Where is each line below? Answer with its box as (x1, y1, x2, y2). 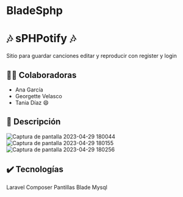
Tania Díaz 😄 (15, 99, 49, 106)
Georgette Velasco (15, 92, 62, 99)
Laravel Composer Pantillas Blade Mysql (6, 184, 108, 191)
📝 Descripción (6, 116, 61, 127)
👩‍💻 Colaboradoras (6, 70, 77, 80)
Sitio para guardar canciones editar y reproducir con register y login (6, 52, 177, 60)
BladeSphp (6, 4, 63, 18)
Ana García (15, 86, 44, 93)
